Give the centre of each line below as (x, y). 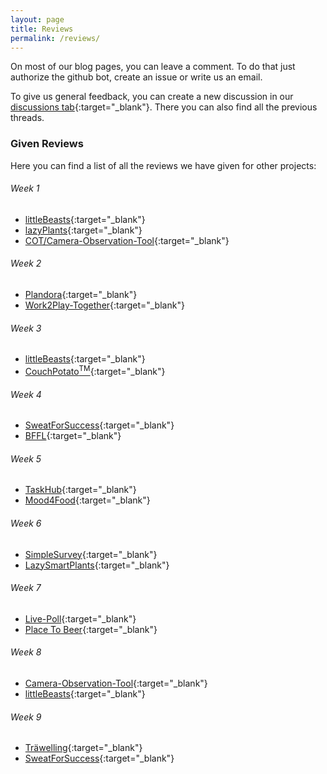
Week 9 (26, 717)
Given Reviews (47, 144)
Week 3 (26, 328)
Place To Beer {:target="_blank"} (91, 629)
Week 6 (26, 523)
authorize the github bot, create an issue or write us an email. (136, 77)
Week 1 (25, 188)
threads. (27, 118)
